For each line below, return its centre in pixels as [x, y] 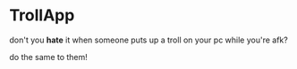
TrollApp [42, 15]
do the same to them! [48, 57]
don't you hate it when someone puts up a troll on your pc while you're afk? [148, 40]
